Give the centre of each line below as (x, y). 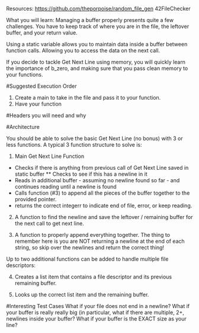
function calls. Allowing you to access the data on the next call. (83, 50)
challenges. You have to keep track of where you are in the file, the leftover (98, 26)
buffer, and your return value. (42, 33)
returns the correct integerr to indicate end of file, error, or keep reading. (103, 205)
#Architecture (23, 127)
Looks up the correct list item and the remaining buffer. (82, 294)
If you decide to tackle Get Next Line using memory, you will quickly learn (96, 62)
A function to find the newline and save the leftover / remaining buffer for (104, 217)
